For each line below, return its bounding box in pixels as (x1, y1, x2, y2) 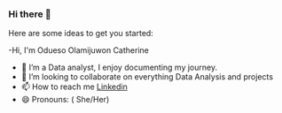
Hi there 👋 (8, 8, 52, 20)
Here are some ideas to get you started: (8, 28, 154, 39)
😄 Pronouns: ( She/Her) (20, 94, 110, 105)
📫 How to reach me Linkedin (20, 81, 128, 92)
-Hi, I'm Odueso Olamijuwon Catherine (8, 45, 150, 56)
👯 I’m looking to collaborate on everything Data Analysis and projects (20, 72, 274, 82)
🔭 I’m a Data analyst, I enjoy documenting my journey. (20, 62, 218, 73)
